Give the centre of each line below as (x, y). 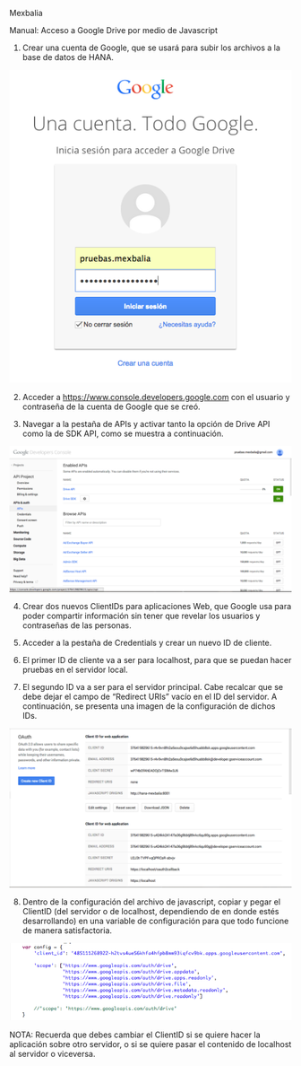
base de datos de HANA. (68, 57)
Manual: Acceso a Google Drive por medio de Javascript (113, 30)
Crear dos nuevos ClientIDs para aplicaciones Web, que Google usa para (157, 606)
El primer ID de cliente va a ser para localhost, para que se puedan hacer (157, 660)
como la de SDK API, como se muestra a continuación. (123, 433)
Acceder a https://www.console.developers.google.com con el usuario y (156, 398)
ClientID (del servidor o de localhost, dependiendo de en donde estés (150, 912)
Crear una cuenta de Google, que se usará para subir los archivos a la (151, 48)
